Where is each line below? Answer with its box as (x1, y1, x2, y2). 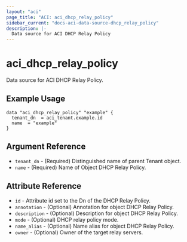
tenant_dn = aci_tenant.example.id (11, 115, 103, 121)
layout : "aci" (6, 8, 42, 15)
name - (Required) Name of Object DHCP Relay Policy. (14, 164, 146, 171)
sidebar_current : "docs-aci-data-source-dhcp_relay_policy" (6, 20, 160, 26)
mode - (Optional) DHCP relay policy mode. (14, 216, 119, 223)
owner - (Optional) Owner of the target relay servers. (14, 228, 143, 236)
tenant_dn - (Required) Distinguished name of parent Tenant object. (14, 157, 182, 164)
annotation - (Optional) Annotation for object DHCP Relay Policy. (14, 203, 174, 210)
